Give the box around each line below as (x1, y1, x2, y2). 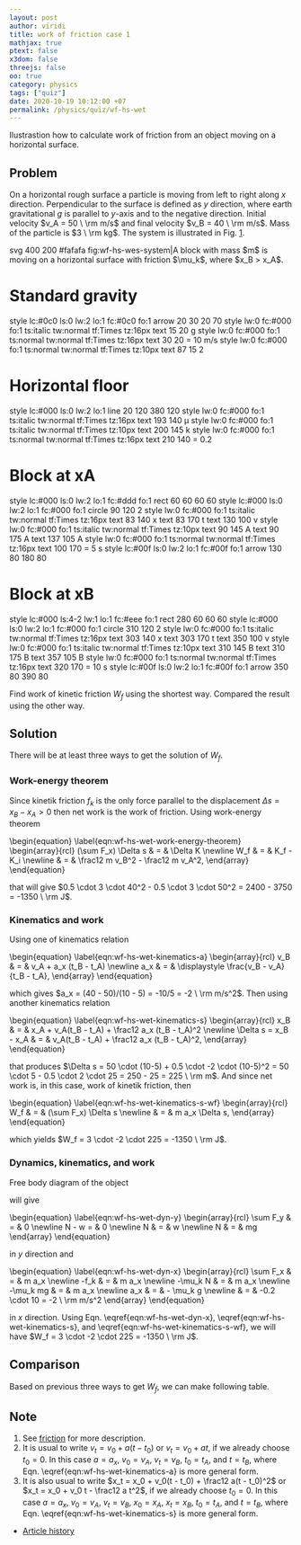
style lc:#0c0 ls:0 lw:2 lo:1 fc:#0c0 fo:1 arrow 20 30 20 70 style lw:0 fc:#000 (9, 315, 292, 326)
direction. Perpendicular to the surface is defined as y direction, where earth (9, 199, 293, 209)
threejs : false (9, 64, 66, 73)
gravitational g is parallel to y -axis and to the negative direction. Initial (9, 209, 267, 219)
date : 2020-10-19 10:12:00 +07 (9, 96, 127, 106)
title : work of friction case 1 (9, 30, 130, 39)
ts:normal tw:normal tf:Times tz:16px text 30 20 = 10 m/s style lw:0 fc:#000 (9, 334, 288, 345)
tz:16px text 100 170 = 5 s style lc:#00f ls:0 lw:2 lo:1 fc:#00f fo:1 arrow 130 (9, 543, 283, 554)
